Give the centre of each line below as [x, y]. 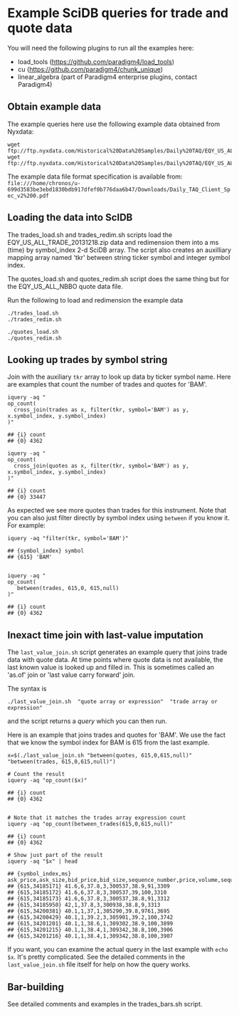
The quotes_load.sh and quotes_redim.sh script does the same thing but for [118, 278]
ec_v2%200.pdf [28, 196]
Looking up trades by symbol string [87, 360]
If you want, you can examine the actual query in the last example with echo [118, 950]
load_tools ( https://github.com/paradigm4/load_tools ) [96, 61]
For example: [27, 525]
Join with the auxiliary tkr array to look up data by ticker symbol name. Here [119, 377]
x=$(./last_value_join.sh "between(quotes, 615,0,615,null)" [100, 756]
